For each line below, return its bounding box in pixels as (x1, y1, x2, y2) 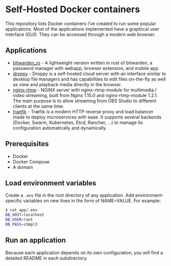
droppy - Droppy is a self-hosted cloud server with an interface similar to (12, 70, 166, 77)
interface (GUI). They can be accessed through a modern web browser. (5, 31, 156, 37)
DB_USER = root (5, 217, 33, 223)
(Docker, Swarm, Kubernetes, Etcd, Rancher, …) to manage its (12, 119, 143, 126)
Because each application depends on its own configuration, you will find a (5, 249, 163, 256)
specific (5, 198, 22, 204)
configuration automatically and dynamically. (12, 125, 107, 131)
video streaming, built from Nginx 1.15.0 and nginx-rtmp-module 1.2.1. (12, 92, 158, 98)
